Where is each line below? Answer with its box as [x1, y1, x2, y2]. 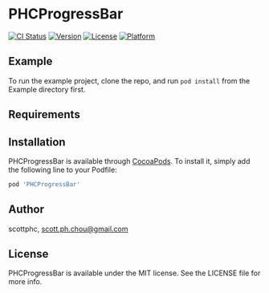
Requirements [8, 108, 80, 121]
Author [8, 202, 44, 217]
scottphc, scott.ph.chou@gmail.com [8, 224, 128, 234]
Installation [8, 135, 66, 149]
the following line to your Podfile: [8, 165, 118, 174]
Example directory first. [8, 84, 86, 94]
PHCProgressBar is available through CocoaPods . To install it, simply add [8, 156, 251, 165]
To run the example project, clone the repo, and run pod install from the [8, 75, 251, 85]
